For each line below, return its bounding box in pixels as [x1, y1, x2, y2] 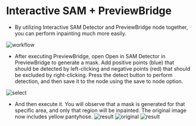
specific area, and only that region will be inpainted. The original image [14, 107, 187, 114]
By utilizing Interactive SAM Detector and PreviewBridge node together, [14, 24, 188, 31]
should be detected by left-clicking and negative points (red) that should [14, 65, 190, 72]
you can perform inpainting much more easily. [14, 29, 127, 37]
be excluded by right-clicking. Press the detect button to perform [14, 71, 172, 78]
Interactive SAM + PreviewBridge [6, 4, 172, 18]
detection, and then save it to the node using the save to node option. [14, 78, 184, 85]
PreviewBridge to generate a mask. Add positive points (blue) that [14, 59, 175, 66]
